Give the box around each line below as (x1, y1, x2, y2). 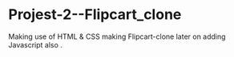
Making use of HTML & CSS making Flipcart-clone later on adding (8, 32, 226, 41)
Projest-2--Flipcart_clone (8, 6, 182, 24)
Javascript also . (8, 40, 63, 49)
